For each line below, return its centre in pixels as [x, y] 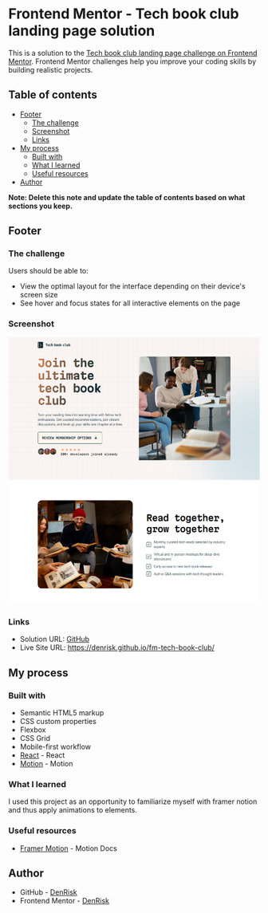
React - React [42, 755]
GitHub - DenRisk [48, 892]
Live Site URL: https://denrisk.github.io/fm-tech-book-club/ [117, 647]
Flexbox [33, 730]
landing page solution [82, 31]
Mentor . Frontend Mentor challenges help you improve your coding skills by [132, 61]
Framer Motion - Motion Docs [68, 848]
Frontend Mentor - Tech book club [124, 14]
